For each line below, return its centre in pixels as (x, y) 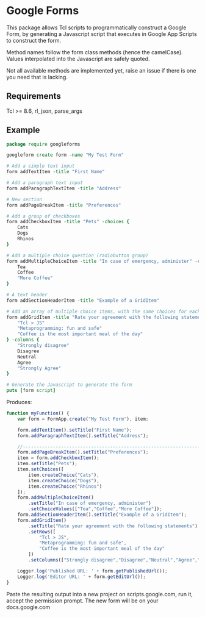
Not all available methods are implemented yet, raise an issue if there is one (101, 70)
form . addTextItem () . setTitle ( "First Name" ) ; (75, 430)
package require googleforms (43, 144)
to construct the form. (34, 40)
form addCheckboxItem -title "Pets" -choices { (68, 222)
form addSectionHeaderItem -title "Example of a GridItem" (83, 300)
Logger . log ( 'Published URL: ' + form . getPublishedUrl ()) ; (92, 571)
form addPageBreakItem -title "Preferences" (64, 205)
